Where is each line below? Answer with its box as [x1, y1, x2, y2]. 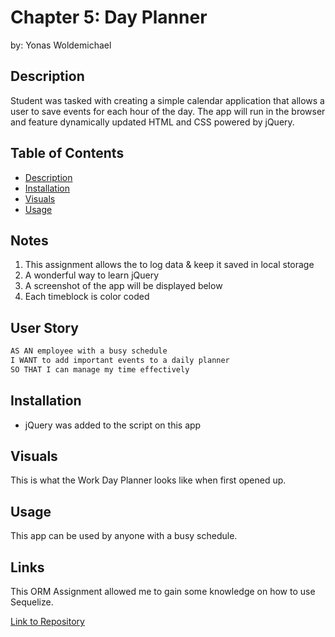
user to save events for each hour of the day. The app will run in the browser [10, 105, 326, 117]
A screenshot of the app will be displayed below [24, 280, 223, 292]
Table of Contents [10, 145, 125, 162]
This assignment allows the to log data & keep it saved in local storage [24, 259, 315, 271]
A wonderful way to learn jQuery [24, 269, 160, 281]
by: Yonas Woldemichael [10, 39, 112, 51]
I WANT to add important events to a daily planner [10, 356, 230, 366]
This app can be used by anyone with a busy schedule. [10, 530, 238, 542]
